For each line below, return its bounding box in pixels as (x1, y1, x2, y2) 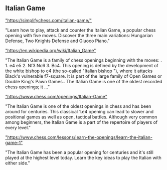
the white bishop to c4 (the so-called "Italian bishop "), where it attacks (5, 68, 153, 74)
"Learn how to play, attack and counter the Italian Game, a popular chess (5, 27, 156, 33)
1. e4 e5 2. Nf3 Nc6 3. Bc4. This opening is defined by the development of (5, 62, 159, 68)
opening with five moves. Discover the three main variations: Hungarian (5, 32, 153, 38)
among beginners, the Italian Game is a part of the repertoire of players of (5, 119, 158, 125)
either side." (5, 160, 30, 166)
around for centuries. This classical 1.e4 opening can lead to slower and (5, 108, 154, 114)
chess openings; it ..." (5, 84, 50, 90)
